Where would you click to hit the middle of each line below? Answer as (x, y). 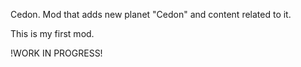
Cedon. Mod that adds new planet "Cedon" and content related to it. (151, 14)
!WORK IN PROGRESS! (56, 53)
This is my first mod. (52, 33)
